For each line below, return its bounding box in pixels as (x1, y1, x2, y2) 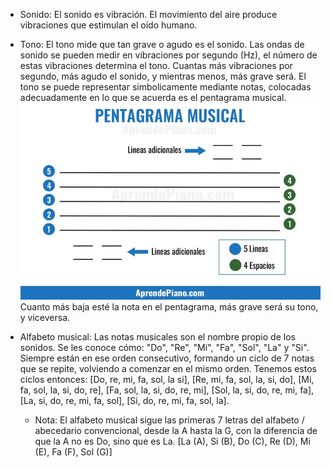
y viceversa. (19, 311, 71, 323)
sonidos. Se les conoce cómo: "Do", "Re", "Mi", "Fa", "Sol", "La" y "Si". (19, 341, 310, 353)
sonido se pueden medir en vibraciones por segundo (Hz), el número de (19, 49, 318, 61)
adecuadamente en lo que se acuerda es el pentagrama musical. (19, 92, 287, 103)
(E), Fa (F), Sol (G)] (34, 445, 113, 458)
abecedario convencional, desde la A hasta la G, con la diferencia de (34, 424, 318, 436)
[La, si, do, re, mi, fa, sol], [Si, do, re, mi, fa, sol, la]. (19, 394, 230, 406)
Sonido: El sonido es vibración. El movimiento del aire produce (19, 9, 278, 20)
